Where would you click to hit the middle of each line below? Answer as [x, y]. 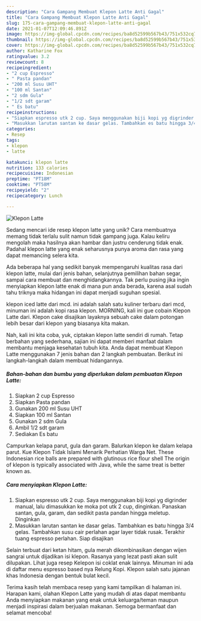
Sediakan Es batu [36, 434]
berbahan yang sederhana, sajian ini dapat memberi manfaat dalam [89, 341]
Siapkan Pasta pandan [42, 402]
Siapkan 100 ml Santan [43, 414]
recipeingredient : [29, 68]
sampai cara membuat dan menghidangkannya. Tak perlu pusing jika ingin [98, 279]
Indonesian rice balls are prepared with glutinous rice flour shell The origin [98, 458]
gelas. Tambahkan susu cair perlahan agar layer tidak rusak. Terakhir [100, 532]
